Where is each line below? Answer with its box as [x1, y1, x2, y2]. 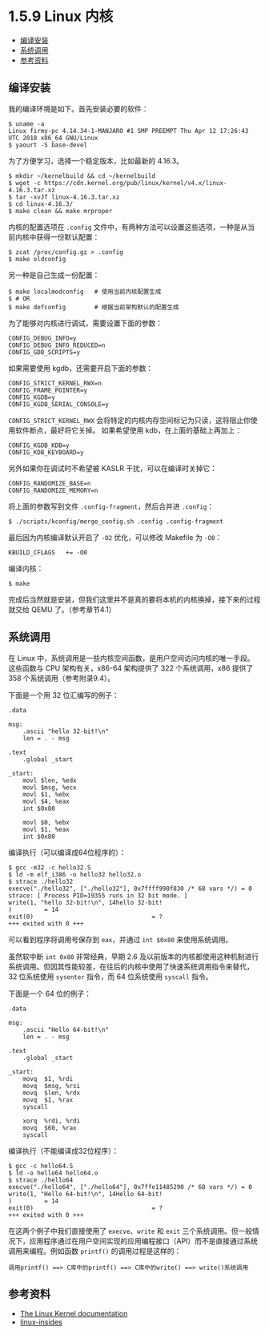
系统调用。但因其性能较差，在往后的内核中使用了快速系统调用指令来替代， [8, 961, 254, 971]
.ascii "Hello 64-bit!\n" [22, 1026, 110, 1034]
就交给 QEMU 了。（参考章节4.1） [8, 604, 116, 614]
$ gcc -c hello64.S [8, 1162, 74, 1170]
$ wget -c [8, 179, 42, 187]
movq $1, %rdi [22, 1074, 74, 1082]
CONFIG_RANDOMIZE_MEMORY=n [8, 486, 98, 494]
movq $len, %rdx [22, 1089, 81, 1097]
